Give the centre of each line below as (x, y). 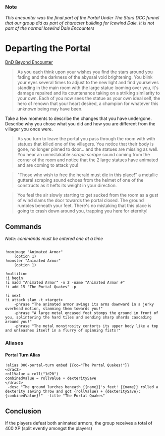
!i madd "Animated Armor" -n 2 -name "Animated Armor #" (65, 283)
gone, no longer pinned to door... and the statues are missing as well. (88, 149)
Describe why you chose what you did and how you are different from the (80, 124)
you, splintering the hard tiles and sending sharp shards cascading (79, 318)
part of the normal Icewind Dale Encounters (50, 28)
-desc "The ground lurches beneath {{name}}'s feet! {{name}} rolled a (83, 387)
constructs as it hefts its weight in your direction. (67, 186)
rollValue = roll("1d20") (32, 374)
